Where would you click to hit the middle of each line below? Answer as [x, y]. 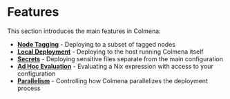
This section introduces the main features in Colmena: [84, 31]
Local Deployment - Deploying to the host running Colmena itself [110, 52]
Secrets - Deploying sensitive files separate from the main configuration [120, 58]
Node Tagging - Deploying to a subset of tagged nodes [96, 44]
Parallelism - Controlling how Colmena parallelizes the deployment [113, 80]
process [29, 88]
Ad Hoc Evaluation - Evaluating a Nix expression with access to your [115, 66]
